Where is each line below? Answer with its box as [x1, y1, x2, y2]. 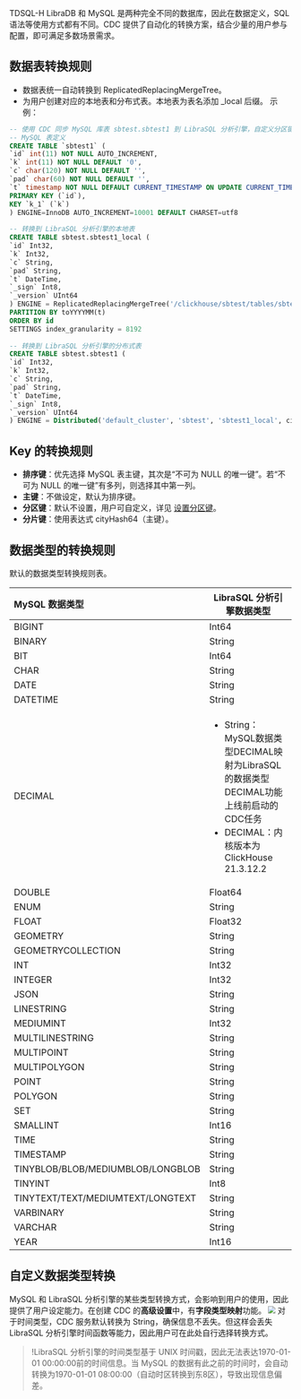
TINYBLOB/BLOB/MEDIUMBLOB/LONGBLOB [13, 1162, 201, 1175]
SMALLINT [13, 1118, 60, 1131]
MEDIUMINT [13, 1016, 66, 1029]
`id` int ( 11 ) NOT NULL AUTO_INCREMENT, [9, 150, 159, 159]
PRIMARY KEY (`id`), [9, 191, 87, 200]
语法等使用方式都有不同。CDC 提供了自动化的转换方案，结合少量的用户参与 [9, 19, 288, 30]
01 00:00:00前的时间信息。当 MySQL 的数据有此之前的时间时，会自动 [30, 1357, 288, 1369]
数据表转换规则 [9, 59, 92, 74]
